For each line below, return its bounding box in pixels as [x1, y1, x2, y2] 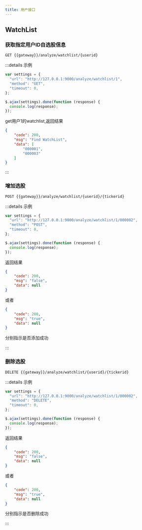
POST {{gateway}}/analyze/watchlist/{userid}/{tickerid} [5, 194, 125, 199]
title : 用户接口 [5, 7, 35, 12]
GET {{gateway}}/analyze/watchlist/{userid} [5, 53, 98, 58]
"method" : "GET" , [9, 81, 45, 87]
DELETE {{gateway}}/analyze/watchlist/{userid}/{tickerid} [5, 370, 129, 375]
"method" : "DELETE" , [9, 398, 52, 403]
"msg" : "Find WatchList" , [14, 137, 68, 143]
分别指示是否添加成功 [5, 335, 48, 341]
